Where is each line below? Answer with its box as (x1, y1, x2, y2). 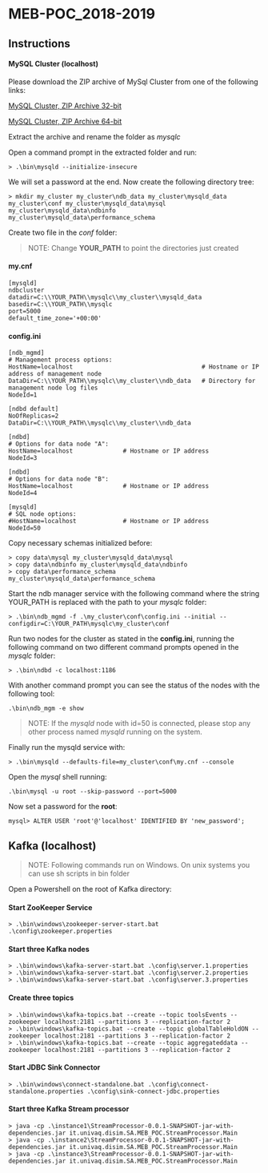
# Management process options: (8, 356, 113, 365)
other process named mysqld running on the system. (27, 727, 202, 737)
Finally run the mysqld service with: (8, 743, 126, 752)
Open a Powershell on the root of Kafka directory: (8, 885, 172, 893)
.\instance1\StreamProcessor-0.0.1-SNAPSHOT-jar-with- (47, 1123, 234, 1131)
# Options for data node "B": (8, 475, 110, 483)
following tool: (8, 689, 55, 699)
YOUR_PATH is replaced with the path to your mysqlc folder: (8, 598, 207, 607)
